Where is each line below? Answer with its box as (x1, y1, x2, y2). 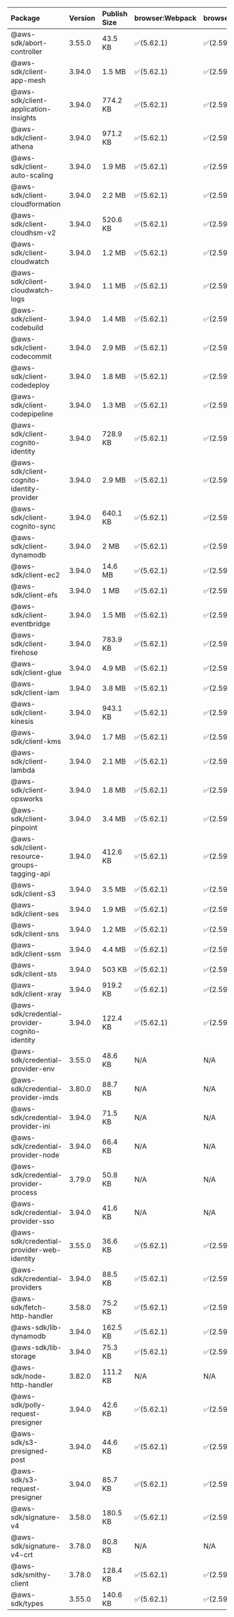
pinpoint (10, 823, 38, 832)
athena (10, 142, 33, 151)
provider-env (10, 1064, 55, 1074)
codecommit (10, 352, 52, 361)
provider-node (10, 1150, 60, 1159)
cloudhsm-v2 (10, 228, 56, 238)
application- (10, 105, 52, 114)
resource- (10, 851, 45, 861)
